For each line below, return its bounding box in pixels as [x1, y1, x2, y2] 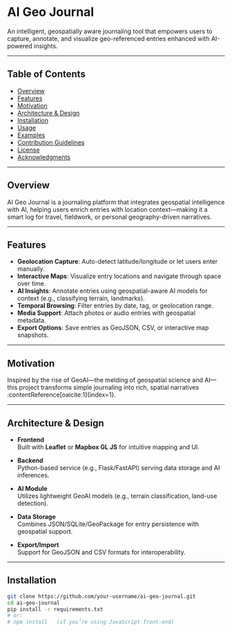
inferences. [17, 471, 50, 479]
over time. [17, 280, 46, 288]
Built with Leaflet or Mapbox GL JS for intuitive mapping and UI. [17, 443, 200, 451]
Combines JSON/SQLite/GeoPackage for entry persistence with [17, 520, 199, 528]
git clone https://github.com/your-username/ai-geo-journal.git [7, 593, 196, 599]
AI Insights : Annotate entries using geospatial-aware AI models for [17, 287, 208, 295]
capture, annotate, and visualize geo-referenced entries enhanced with [7, 34, 210, 42]
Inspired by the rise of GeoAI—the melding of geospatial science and [7, 376, 204, 384]
